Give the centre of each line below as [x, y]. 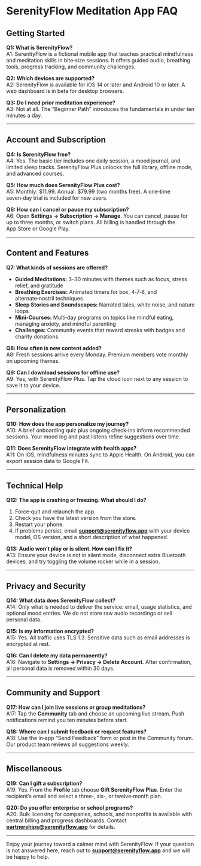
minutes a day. [24, 115]
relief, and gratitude [39, 285]
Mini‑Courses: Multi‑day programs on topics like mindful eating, [94, 317]
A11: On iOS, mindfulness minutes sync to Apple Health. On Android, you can [100, 455]
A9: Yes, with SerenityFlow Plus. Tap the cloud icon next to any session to [97, 378]
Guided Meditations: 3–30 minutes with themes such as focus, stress [101, 279]
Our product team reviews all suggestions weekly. [68, 744]
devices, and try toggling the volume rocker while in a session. [83, 561]
